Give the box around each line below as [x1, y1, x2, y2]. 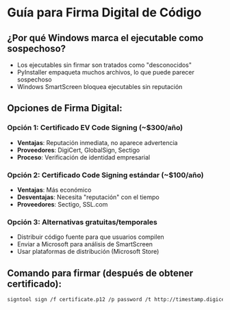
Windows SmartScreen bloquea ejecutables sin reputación [16, 83, 183, 90]
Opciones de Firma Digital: [7, 103, 123, 114]
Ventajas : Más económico [16, 185, 92, 194]
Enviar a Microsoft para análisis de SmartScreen [16, 240, 153, 248]
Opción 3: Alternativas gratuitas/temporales [7, 217, 157, 227]
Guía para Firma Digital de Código [7, 5, 202, 21]
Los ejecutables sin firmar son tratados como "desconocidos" [16, 61, 192, 69]
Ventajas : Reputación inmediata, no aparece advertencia [16, 138, 178, 146]
